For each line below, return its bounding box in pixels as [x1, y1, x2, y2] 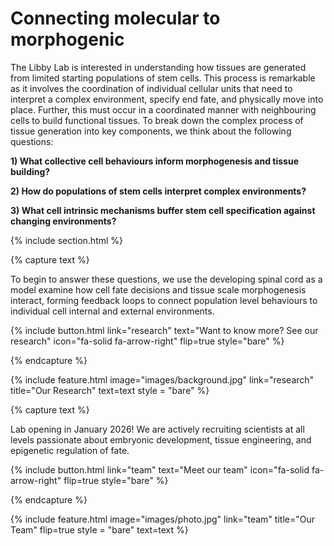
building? [10, 165, 51, 177]
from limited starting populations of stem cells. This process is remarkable [10, 72, 316, 84]
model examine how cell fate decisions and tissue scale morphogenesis [10, 283, 307, 296]
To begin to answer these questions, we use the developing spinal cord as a [10, 273, 323, 285]
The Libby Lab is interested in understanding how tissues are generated [10, 61, 307, 73]
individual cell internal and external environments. [10, 305, 215, 317]
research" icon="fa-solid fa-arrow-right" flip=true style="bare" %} [10, 335, 285, 347]
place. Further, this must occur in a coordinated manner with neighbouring [10, 103, 317, 116]
